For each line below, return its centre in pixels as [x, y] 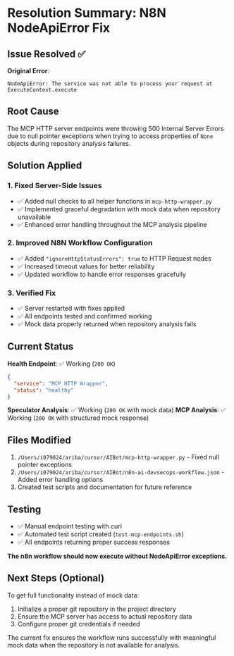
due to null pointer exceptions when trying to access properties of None [110, 136]
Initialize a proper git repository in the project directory [97, 609]
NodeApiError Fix [59, 28]
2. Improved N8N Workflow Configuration [80, 243]
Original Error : [28, 71]
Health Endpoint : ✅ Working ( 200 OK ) [62, 364]
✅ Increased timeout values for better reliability [86, 266]
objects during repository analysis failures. [69, 143]
